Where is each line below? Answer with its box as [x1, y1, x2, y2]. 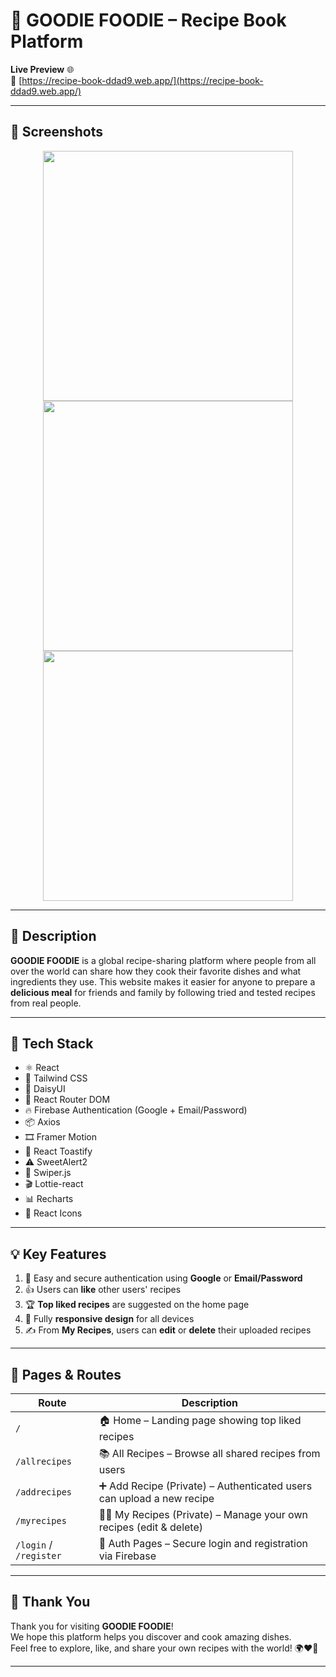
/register [15, 1550, 62, 1561]
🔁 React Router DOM [24, 1094, 111, 1106]
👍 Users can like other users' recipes [24, 1284, 182, 1296]
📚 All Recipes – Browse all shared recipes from [98, 1447, 321, 1460]
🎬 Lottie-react [24, 1178, 84, 1190]
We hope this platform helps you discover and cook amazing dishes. [10, 1630, 292, 1643]
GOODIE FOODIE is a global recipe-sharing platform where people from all [10, 954, 317, 966]
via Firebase [98, 1549, 157, 1563]
